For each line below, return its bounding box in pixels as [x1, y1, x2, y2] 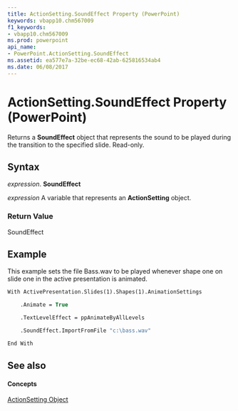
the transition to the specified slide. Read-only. [7, 140, 145, 149]
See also [7, 360, 46, 372]
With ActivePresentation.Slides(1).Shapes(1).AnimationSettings [7, 288, 202, 296]
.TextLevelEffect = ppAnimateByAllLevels [20, 314, 145, 321]
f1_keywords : [7, 24, 46, 31]
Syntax [7, 161, 40, 173]
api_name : [7, 43, 37, 51]
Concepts [7, 379, 37, 388]
